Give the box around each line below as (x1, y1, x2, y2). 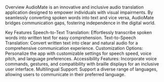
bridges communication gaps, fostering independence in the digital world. (5, 20, 156, 26)
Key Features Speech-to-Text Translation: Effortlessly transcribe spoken (5, 30, 152, 35)
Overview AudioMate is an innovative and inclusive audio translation (5, 4, 144, 10)
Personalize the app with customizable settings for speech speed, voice (5, 50, 152, 56)
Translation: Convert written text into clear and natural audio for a (5, 40, 138, 46)
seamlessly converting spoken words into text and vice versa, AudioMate (5, 15, 154, 20)
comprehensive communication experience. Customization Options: (5, 45, 143, 51)
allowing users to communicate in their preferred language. (5, 72, 126, 77)
